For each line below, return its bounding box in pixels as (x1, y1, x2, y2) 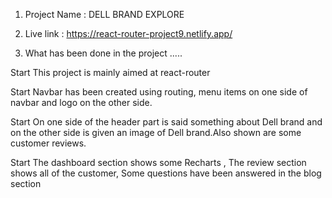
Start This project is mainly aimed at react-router (10, 67, 211, 78)
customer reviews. (10, 137, 87, 149)
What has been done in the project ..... (24, 47, 183, 59)
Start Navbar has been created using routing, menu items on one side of (10, 86, 308, 98)
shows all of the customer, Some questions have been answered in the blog (10, 167, 322, 179)
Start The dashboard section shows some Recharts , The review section (10, 157, 307, 168)
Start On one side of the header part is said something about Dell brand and (10, 116, 323, 128)
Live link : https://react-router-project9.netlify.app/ (24, 28, 233, 39)
